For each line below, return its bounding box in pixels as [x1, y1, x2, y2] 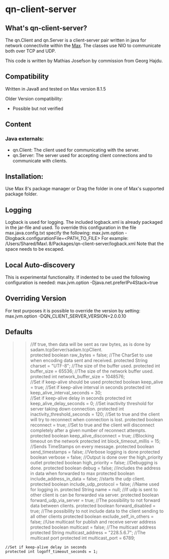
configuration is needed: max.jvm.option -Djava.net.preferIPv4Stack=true [5, 279, 158, 286]
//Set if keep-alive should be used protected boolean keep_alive [30, 379, 163, 385]
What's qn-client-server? [5, 24, 87, 32]
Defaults [5, 328, 33, 336]
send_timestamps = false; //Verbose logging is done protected [30, 449, 160, 455]
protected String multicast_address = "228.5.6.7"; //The [30, 529, 146, 535]
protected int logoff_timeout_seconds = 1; [5, 549, 98, 554]
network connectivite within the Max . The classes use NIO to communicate [5, 43, 161, 49]
